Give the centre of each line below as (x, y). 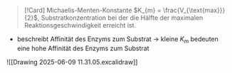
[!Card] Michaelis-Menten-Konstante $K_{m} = (93, 10)
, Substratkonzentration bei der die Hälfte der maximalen (120, 18)
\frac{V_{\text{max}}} (194, 10)
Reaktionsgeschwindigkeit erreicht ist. (80, 25)
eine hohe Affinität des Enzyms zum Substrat (83, 48)
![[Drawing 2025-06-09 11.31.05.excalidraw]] (72, 62)
